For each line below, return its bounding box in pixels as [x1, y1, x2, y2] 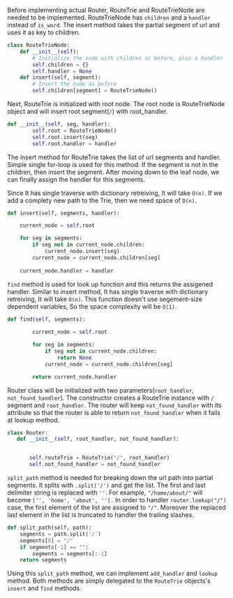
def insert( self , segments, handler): [7, 210, 120, 217]
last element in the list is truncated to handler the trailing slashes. [7, 511, 194, 519]
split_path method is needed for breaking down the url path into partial [7, 474, 213, 481]
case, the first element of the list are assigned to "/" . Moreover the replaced [7, 503, 227, 511]
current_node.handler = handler [20, 267, 114, 275]
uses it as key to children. [7, 28, 81, 36]
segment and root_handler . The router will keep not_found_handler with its [7, 401, 222, 409]
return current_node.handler [32, 373, 117, 380]
